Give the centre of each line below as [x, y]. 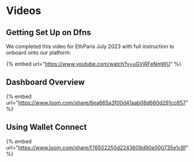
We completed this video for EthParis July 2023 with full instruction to [90, 46]
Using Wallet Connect [46, 127]
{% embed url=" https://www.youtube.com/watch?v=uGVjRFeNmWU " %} [94, 64]
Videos [24, 11]
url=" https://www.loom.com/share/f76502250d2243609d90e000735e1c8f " [97, 147]
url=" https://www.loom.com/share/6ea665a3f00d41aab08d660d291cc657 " [97, 102]
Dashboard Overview [46, 82]
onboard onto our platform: [39, 53]
